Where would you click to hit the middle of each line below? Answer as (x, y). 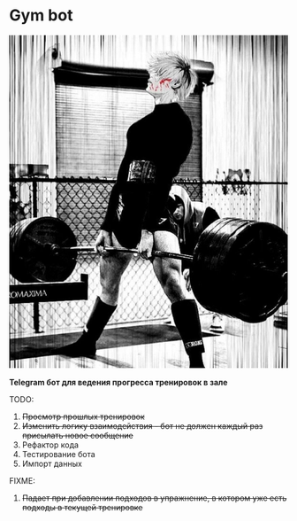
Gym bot (41, 16)
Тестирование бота (58, 454)
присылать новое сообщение (78, 435)
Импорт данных (52, 463)
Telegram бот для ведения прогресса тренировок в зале (118, 382)
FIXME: (22, 480)
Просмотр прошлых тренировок (84, 416)
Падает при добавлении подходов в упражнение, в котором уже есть (154, 498)
